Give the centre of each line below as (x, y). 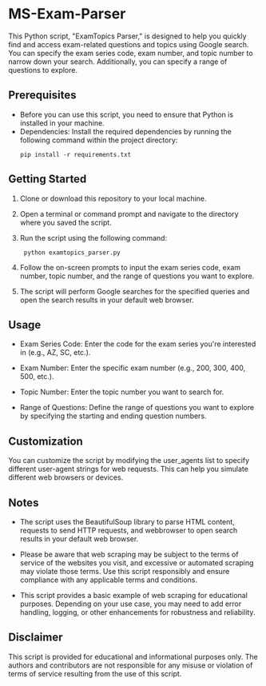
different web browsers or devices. (66, 477)
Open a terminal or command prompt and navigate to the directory (129, 213)
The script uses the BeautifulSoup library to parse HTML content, (127, 522)
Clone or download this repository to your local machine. (113, 198)
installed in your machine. (62, 123)
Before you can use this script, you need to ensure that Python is (127, 114)
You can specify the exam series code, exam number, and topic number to (131, 53)
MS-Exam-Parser (67, 14)
